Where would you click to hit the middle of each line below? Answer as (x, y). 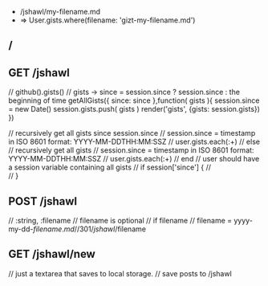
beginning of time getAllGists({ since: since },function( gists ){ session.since (134, 100)
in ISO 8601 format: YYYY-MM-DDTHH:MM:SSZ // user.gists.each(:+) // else (134, 142)
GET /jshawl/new (52, 254)
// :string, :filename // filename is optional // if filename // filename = (120, 221)
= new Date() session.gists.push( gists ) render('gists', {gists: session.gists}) (134, 109)
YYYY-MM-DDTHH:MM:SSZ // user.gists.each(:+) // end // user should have (134, 159)
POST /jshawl (43, 201)
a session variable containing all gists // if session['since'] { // (110, 167)
